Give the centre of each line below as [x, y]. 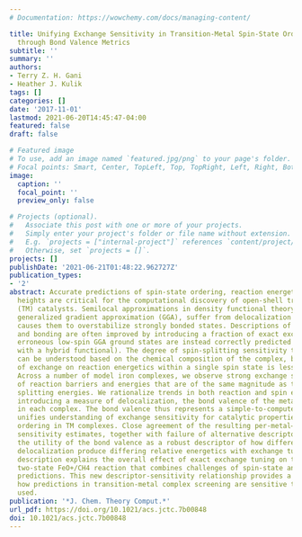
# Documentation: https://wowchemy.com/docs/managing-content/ [130, 18]
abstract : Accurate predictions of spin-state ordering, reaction [136, 292]
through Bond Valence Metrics [74, 42]
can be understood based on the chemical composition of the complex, [152, 359]
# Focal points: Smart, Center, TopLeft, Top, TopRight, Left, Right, [144, 167]
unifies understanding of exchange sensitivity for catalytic [136, 418]
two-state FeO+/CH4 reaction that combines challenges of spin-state [150, 468]
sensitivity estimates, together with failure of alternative [136, 434]
